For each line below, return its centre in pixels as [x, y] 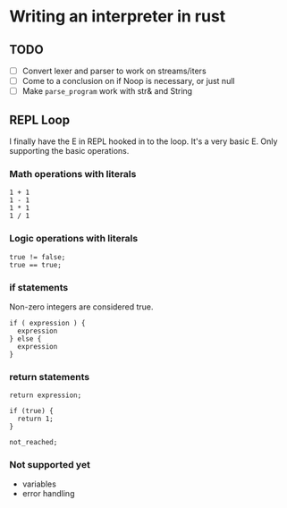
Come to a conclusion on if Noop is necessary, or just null [128, 81]
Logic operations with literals [74, 239]
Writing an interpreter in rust [118, 17]
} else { [25, 339]
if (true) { [31, 411]
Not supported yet [50, 465]
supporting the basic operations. [69, 151]
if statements [39, 287]
